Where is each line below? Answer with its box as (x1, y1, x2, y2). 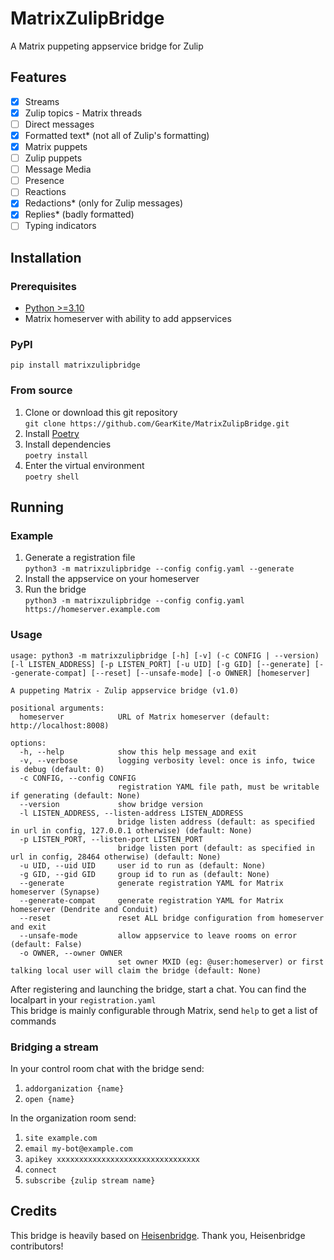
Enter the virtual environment (24, 459, 145, 471)
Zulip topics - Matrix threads (24, 107, 143, 119)
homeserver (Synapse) (10, 887, 101, 897)
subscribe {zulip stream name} (24, 1176, 156, 1186)
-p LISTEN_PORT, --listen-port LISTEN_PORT (19, 834, 203, 844)
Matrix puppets (24, 141, 88, 152)
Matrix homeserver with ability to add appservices (24, 313, 232, 325)
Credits (10, 1203, 58, 1220)
